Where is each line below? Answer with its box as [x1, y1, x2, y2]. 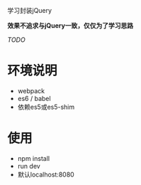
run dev [17, 162, 40, 170]
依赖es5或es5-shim [17, 102, 75, 111]
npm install [17, 154, 50, 162]
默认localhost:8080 [17, 170, 74, 179]
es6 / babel [17, 94, 51, 102]
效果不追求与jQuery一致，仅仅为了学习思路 [7, 21, 134, 30]
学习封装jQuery [7, 6, 52, 14]
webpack [17, 86, 45, 95]
